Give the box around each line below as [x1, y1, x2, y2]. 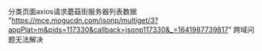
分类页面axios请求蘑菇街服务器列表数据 [8, 7, 137, 16]
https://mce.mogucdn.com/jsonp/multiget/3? [11, 16, 159, 25]
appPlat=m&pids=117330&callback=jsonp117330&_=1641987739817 [8, 25, 229, 34]
